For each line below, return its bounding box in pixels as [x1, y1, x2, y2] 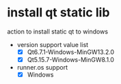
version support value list [16, 40, 89, 48]
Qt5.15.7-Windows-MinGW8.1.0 [27, 56, 115, 64]
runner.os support [16, 64, 68, 72]
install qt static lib [7, 5, 110, 20]
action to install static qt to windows [7, 27, 108, 36]
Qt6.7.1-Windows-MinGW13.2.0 [27, 48, 115, 56]
